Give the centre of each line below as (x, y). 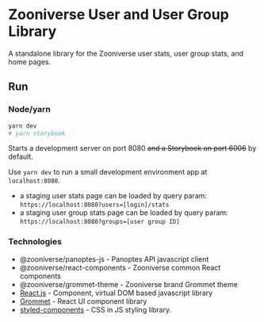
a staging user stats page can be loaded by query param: (113, 196)
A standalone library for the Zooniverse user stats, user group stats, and (126, 53)
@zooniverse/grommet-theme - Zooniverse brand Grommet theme (128, 284)
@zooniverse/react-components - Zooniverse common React (120, 267)
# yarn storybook (37, 133)
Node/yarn (30, 109)
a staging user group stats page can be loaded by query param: (124, 213)
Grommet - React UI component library (83, 301)
